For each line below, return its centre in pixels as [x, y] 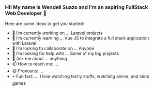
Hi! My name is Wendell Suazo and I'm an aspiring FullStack [77, 7]
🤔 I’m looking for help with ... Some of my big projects [65, 53]
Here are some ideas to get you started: [45, 24]
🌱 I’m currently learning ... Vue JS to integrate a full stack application [80, 38]
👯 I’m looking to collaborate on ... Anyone [53, 48]
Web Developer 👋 [26, 13]
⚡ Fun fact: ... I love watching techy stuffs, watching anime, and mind [81, 77]
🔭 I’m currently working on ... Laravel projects [57, 33]
